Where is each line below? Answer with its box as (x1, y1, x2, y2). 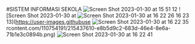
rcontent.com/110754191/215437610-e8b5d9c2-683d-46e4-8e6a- (6, 24, 171, 32)
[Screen (6, 12, 26, 19)
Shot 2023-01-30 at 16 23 (26, 12, 190, 19)
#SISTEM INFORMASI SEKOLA (6, 6, 82, 12)
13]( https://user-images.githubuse (6, 18, 91, 25)
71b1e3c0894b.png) (6, 31, 56, 38)
